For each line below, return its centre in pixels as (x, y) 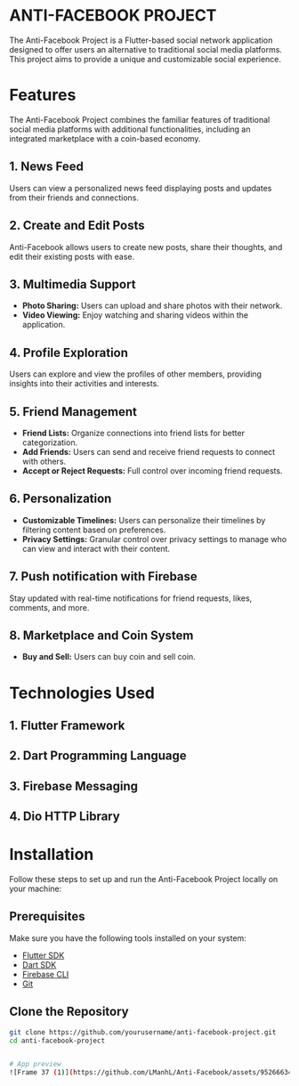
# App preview (36, 1065)
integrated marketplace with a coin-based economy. (105, 138)
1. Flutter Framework (67, 725)
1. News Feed (47, 167)
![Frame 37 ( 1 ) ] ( (41, 1073)
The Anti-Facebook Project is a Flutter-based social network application (141, 40)
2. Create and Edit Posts (77, 226)
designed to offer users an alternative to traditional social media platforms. (146, 49)
